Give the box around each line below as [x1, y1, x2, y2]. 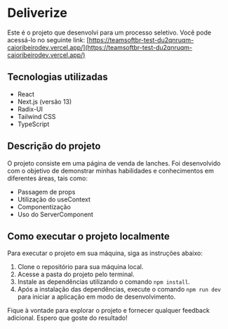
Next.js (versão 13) [17, 97, 72, 106]
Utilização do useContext [17, 195, 91, 204]
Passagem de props [17, 187, 76, 196]
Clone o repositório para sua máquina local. [17, 263, 144, 271]
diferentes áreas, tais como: [7, 174, 88, 182]
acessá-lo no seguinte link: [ [7, 35, 89, 44]
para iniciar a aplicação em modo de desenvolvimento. [17, 292, 176, 301]
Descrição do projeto [7, 140, 101, 152]
